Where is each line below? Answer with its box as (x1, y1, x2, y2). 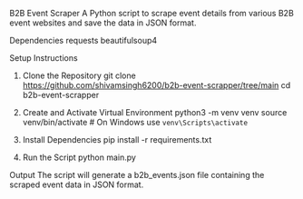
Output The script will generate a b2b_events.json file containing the (9, 170, 265, 180)
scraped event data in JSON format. (9, 179, 144, 190)
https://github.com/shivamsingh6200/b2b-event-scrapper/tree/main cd (22, 80, 291, 90)
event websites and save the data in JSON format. (9, 17, 197, 28)
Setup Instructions (9, 53, 79, 63)
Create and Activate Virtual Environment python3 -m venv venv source (22, 107, 288, 117)
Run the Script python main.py (22, 152, 136, 163)
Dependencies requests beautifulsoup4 (9, 35, 158, 45)
